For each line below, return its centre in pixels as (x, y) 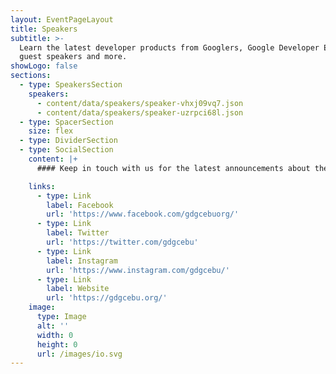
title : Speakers (44, 29)
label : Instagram (82, 261)
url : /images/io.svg (79, 354)
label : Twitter (78, 233)
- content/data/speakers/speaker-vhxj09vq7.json (140, 103)
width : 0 (55, 335)
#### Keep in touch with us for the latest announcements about (173, 168)
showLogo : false (44, 66)
